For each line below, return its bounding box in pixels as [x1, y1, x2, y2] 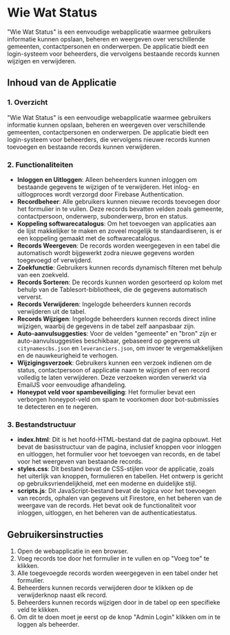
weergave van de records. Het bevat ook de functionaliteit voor [17, 501, 197, 510]
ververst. [17, 292, 43, 301]
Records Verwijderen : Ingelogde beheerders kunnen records [17, 300, 191, 308]
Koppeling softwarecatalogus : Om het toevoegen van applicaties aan [17, 219, 217, 228]
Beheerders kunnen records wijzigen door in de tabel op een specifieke [17, 598, 220, 607]
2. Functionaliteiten [7, 160, 74, 170]
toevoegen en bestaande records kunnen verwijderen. [7, 143, 161, 151]
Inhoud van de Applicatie [7, 77, 117, 89]
